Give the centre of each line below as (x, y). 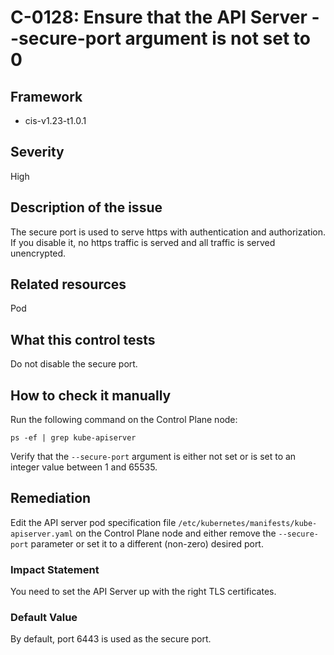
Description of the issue (86, 207)
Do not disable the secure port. (74, 364)
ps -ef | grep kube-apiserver (73, 438)
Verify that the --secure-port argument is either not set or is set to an (153, 457)
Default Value (44, 618)
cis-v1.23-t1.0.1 (55, 120)
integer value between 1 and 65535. (84, 467)
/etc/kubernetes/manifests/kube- (248, 523)
